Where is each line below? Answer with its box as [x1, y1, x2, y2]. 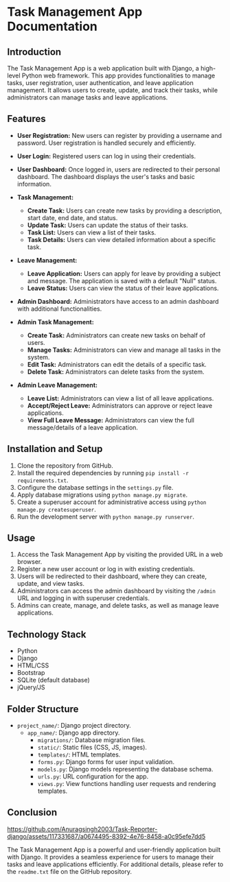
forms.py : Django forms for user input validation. [37, 758, 175, 766]
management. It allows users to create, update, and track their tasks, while [7, 86, 218, 94]
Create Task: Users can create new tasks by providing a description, [27, 206, 222, 215]
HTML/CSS [16, 661, 49, 669]
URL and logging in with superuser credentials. [16, 594, 150, 602]
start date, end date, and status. [27, 213, 118, 222]
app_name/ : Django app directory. [27, 728, 120, 737]
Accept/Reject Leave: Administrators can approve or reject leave [27, 401, 213, 409]
